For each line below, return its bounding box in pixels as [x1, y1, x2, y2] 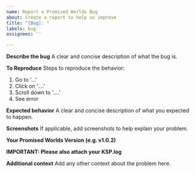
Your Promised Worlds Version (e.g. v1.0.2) [6, 136, 116, 144]
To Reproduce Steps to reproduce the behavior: [6, 64, 125, 72]
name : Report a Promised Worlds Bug [6, 8, 98, 15]
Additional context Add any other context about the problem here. [6, 160, 171, 167]
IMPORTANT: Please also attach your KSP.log [6, 148, 122, 156]
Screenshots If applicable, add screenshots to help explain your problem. [6, 125, 188, 132]
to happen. [6, 114, 33, 121]
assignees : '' [6, 31, 42, 37]
